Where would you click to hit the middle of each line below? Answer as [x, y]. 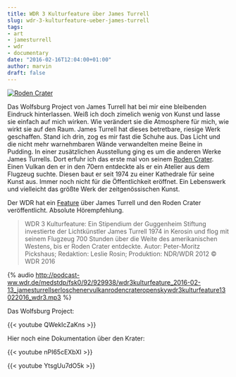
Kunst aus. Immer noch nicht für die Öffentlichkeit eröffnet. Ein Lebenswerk [117, 181]
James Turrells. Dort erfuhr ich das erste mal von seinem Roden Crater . [111, 159]
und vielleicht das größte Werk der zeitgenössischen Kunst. [94, 189]
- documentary [28, 54]
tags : [15, 27]
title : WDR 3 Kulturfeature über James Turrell [79, 14]
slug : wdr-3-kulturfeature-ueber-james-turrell [79, 20]
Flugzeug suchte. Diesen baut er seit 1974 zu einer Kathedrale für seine [111, 174]
